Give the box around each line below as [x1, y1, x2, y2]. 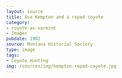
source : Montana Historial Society [6, 42, 93, 48]
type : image [6, 47, 35, 53]
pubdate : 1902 [6, 36, 41, 42]
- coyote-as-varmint [6, 25, 57, 31]
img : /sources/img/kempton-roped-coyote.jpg [6, 63, 117, 69]
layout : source [6, 8, 43, 15]
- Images [6, 30, 28, 36]
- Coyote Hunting [6, 57, 49, 63]
